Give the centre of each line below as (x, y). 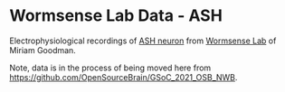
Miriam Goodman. (43, 50)
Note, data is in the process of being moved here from (110, 68)
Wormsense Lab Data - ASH (116, 16)
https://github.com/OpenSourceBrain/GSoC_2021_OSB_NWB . (123, 77)
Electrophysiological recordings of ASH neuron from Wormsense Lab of (143, 41)
